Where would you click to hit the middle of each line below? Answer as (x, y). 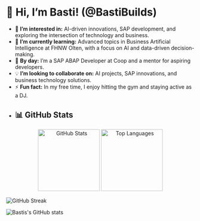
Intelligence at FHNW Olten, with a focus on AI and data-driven (92, 48)
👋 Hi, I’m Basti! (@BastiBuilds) (81, 12)
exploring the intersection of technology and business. (82, 35)
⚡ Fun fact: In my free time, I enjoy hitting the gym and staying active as (103, 87)
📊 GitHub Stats (44, 115)
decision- (183, 48)
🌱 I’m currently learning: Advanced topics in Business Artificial (93, 41)
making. (24, 54)
